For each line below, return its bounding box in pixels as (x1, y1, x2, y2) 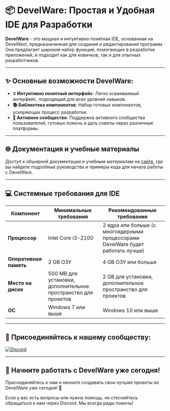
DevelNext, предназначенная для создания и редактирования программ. (5, 41, 163, 47)
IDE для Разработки (5, 19, 93, 31)
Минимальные (54, 207, 92, 214)
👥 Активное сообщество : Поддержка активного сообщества (12, 114, 145, 121)
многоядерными (102, 228, 144, 235)
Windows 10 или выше (102, 307, 158, 314)
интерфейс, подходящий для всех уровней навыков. (12, 96, 126, 102)
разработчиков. (5, 57, 39, 63)
